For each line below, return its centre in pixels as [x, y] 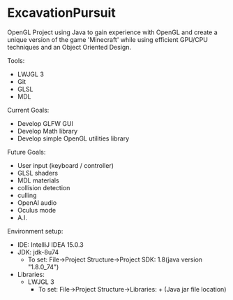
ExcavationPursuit [62, 13]
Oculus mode [37, 210]
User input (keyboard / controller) [65, 165]
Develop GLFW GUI [45, 123]
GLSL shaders [37, 173]
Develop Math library [47, 131]
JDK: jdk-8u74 [38, 252]
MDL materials [38, 180]
